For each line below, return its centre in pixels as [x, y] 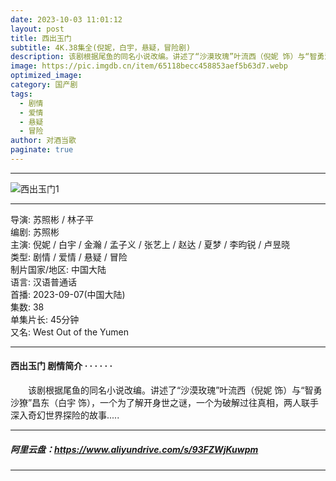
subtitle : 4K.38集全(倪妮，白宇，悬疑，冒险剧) [101, 47]
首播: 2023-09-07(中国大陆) [68, 294]
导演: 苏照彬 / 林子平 [52, 219]
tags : [21, 94]
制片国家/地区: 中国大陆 [58, 269]
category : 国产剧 [44, 85]
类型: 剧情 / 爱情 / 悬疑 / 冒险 [69, 257]
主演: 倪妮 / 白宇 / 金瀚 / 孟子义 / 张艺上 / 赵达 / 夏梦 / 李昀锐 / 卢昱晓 [150, 244]
